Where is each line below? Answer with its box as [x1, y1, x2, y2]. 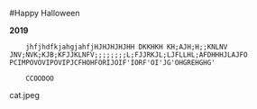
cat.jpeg [9, 90, 41, 100]
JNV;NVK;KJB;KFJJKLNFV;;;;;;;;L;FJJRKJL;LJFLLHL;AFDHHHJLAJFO [9, 50, 248, 59]
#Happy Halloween [9, 8, 80, 18]
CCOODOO [25, 74, 54, 83]
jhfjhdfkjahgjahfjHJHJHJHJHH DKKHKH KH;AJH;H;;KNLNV [25, 42, 228, 51]
